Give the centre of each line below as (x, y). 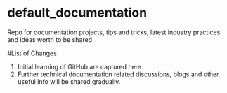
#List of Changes (32, 53)
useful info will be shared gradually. (69, 81)
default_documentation (77, 13)
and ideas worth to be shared (50, 39)
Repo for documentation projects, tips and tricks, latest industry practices (114, 32)
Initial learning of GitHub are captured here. (80, 66)
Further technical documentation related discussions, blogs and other (118, 74)
